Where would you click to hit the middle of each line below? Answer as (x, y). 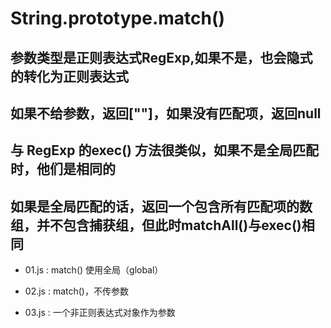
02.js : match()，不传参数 (76, 291)
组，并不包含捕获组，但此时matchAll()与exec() (156, 225)
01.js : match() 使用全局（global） (94, 270)
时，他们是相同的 (63, 169)
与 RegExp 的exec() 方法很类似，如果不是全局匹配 (164, 150)
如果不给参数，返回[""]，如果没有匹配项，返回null (166, 113)
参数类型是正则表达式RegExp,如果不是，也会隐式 (161, 57)
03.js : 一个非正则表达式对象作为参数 (100, 313)
